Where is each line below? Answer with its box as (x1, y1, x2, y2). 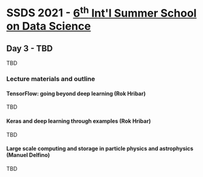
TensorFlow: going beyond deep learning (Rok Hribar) (6, 90, 146, 97)
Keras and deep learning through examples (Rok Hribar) (6, 117, 151, 125)
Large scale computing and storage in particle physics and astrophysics (6, 145, 194, 153)
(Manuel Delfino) (6, 151, 50, 159)
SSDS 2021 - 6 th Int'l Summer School (6, 4, 197, 20)
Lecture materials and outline (6, 74, 95, 83)
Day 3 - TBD (6, 43, 53, 54)
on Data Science (6, 19, 91, 33)
